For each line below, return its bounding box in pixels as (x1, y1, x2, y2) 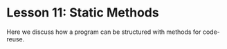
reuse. (6, 35, 25, 43)
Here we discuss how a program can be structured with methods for (6, 28, 201, 36)
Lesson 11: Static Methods (6, 5, 160, 21)
